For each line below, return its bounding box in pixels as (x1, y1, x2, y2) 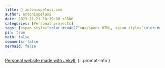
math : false (5, 35, 29, 40)
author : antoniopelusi (5, 12, 52, 17)
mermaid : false (5, 44, 36, 49)
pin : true (5, 30, 26, 35)
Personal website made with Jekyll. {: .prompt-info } (5, 57, 110, 63)
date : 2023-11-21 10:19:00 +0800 (5, 16, 74, 21)
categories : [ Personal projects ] (5, 21, 74, 26)
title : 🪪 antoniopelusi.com (5, 7, 63, 12)
